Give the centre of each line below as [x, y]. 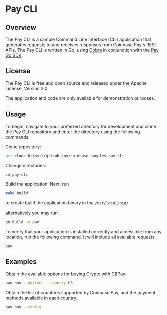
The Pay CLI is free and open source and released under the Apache [76, 83]
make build [17, 193]
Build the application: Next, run [37, 184]
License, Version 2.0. [27, 88]
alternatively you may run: [32, 213]
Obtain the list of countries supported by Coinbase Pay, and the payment [80, 292]
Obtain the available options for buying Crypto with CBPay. [66, 274]
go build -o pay [22, 222]
